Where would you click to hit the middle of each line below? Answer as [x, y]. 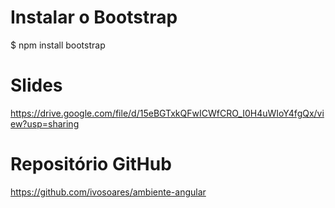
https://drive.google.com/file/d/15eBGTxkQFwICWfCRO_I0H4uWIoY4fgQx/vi [167, 113]
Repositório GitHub [91, 164]
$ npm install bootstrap [58, 45]
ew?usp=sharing [45, 123]
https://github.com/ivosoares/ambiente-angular [108, 192]
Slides [36, 85]
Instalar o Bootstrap [94, 17]
